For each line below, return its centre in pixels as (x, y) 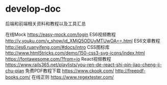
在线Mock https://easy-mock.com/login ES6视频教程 (61, 34)
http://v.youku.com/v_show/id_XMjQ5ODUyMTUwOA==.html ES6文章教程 (83, 41)
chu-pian (15, 70)
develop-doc (33, 9)
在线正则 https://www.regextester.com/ (73, 77)
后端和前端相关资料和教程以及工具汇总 (45, 23)
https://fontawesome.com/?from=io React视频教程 (58, 59)
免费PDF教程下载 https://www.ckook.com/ (70, 70)
